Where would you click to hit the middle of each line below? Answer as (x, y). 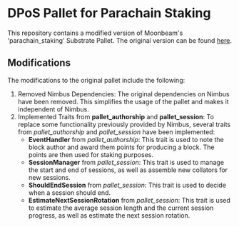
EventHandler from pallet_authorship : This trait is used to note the (126, 139)
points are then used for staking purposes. (91, 154)
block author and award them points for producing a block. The (121, 147)
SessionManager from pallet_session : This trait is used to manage (126, 162)
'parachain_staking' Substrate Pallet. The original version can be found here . (120, 40)
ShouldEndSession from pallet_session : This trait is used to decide (127, 185)
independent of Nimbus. (53, 109)
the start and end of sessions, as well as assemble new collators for (128, 170)
